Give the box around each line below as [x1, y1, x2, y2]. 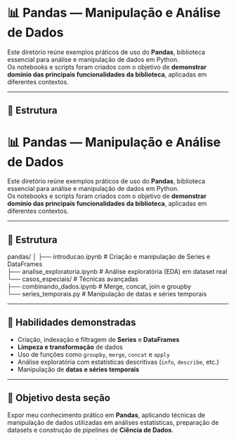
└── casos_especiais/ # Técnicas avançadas [7, 275, 138, 284]
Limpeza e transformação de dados [17, 343, 123, 351]
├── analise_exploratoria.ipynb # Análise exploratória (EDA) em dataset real [7, 268, 228, 276]
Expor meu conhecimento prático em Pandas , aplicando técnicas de [7, 411, 206, 419]
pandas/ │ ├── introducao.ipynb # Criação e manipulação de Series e [7, 253, 211, 261]
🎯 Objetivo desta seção [7, 392, 111, 404]
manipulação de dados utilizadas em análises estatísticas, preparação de [7, 418, 219, 426]
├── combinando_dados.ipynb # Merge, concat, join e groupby [7, 282, 192, 291]
